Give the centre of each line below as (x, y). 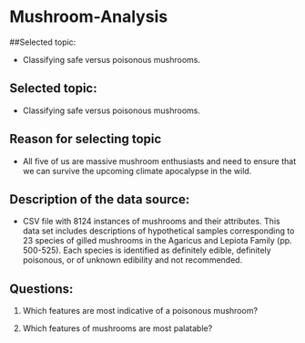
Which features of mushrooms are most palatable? (117, 328)
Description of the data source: (100, 199)
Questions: (41, 289)
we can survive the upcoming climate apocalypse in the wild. (137, 171)
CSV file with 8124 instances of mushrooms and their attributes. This (151, 222)
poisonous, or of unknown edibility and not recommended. (132, 260)
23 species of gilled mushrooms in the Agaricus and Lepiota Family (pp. (158, 241)
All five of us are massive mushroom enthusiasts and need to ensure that (159, 161)
